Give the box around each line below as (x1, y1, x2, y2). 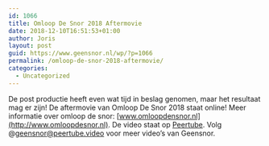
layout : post (8, 42, 52, 50)
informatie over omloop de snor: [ (8, 111, 120, 121)
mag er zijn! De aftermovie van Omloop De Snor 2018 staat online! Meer (8, 102, 246, 112)
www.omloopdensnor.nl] (119, 111, 201, 121)
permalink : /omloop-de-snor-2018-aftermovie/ (8, 57, 163, 65)
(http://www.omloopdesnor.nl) (8, 119, 109, 129)
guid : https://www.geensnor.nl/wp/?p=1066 (8, 49, 153, 57)
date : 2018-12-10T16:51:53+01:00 (8, 27, 121, 35)
